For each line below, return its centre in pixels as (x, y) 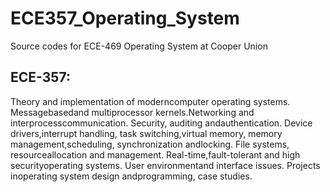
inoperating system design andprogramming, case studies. (131, 176)
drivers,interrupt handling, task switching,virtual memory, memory (146, 133)
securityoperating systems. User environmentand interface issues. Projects (165, 165)
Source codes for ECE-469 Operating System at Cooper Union (139, 46)
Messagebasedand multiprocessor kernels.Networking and (132, 112)
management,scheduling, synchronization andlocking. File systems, (150, 144)
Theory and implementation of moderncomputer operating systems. (150, 101)
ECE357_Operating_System (125, 18)
